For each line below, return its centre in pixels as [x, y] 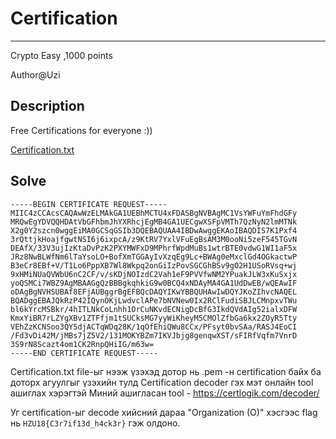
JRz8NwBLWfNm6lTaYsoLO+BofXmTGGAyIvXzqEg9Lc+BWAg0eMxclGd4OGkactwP [154, 257]
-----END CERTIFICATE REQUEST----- [84, 353]
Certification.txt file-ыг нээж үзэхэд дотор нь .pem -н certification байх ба [166, 371]
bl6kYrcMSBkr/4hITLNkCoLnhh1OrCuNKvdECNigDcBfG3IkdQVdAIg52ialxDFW [154, 309]
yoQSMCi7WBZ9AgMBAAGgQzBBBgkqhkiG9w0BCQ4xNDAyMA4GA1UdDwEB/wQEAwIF [154, 283]
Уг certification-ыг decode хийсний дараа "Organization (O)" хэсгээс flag [164, 412]
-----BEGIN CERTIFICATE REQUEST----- [89, 204]
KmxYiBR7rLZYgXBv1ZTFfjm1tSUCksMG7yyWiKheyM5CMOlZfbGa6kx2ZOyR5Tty [154, 318]
